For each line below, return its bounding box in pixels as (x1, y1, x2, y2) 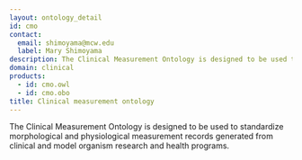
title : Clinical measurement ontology (9, 96, 155, 106)
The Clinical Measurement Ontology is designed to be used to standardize (9, 121, 284, 132)
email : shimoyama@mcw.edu (17, 38, 115, 48)
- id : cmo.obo (17, 88, 70, 97)
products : (9, 72, 47, 81)
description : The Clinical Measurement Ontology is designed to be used (9, 55, 288, 64)
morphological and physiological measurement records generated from (9, 131, 274, 142)
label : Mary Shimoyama (17, 47, 102, 56)
